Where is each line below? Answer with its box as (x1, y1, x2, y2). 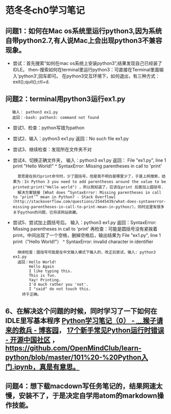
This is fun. (29, 273, 57, 278)
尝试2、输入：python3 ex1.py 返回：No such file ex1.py (12, 135, 129, 141)
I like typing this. (29, 269, 72, 274)
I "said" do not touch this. (29, 286, 91, 291)
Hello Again (29, 264, 55, 269)
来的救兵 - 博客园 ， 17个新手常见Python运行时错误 (5, 326, 164, 335)
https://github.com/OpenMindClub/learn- (5, 344, 142, 353)
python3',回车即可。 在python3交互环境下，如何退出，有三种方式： (18, 73, 160, 79)
